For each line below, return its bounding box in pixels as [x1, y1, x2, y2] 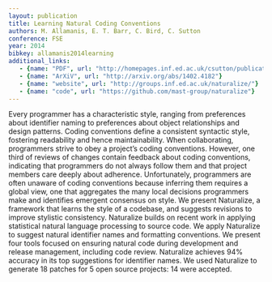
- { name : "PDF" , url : [19, 65, 92, 73]
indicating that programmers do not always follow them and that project [8, 161, 248, 171]
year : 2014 [8, 42, 45, 50]
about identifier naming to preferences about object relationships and [8, 118, 240, 128]
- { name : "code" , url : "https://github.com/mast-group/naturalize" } [19, 87, 255, 96]
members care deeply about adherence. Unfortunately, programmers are [8, 169, 252, 179]
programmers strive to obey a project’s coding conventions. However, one [8, 143, 255, 154]
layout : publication [8, 11, 79, 20]
